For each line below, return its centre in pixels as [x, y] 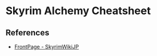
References [27, 33]
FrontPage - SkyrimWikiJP [46, 47]
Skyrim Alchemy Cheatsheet [78, 11]
